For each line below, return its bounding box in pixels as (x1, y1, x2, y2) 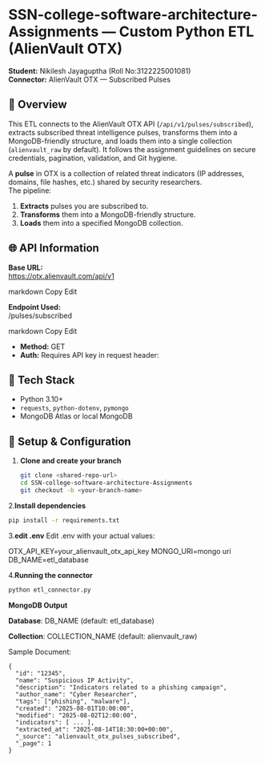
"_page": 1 (15, 739, 52, 748)
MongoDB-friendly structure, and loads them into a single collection (8, 136, 232, 146)
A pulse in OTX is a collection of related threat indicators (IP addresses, (8, 168, 244, 178)
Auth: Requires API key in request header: (19, 350, 159, 359)
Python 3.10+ (19, 395, 64, 404)
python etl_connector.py (8, 586, 91, 594)
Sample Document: (8, 647, 72, 656)
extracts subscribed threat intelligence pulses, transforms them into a (8, 127, 238, 137)
